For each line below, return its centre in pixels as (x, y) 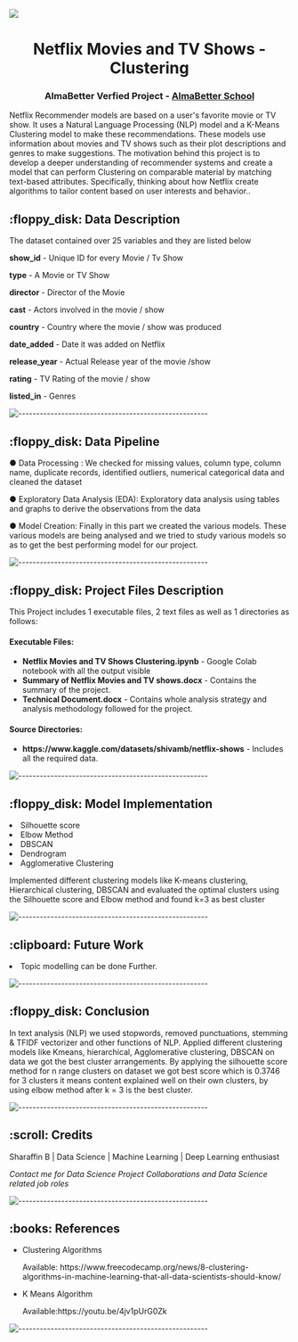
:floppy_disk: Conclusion (79, 1012)
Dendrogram (44, 854)
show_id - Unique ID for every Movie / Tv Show (97, 258)
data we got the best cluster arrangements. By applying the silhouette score (148, 1061)
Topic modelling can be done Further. (89, 966)
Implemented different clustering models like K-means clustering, (129, 881)
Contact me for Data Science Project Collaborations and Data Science (139, 1173)
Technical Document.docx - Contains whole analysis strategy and (144, 699)
